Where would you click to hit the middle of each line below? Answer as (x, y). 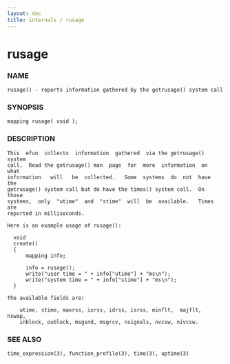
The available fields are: (46, 298)
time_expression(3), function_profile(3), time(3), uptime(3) (98, 353)
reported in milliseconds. (46, 213)
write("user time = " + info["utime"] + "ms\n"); (98, 274)
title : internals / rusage (46, 20)
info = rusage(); (50, 267)
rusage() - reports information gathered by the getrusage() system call (115, 90)
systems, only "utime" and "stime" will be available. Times (111, 201)
